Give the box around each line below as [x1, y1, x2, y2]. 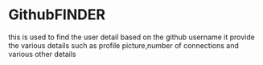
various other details [8, 49, 76, 59]
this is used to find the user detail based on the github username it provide [8, 32, 255, 42]
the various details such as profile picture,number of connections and [8, 40, 239, 50]
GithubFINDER [8, 6, 106, 24]
